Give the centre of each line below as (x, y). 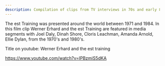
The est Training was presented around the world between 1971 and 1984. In (82, 23)
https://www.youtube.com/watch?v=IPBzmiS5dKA (56, 58)
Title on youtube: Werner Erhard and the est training (58, 48)
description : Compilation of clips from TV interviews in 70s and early (81, 10)
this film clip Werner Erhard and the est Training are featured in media (76, 29)
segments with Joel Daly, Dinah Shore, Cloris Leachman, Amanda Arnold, (79, 34)
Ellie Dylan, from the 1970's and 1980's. (45, 39)
